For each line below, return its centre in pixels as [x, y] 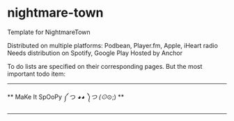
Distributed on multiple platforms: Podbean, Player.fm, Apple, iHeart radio [112, 45]
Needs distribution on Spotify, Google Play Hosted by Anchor [95, 53]
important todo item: [37, 74]
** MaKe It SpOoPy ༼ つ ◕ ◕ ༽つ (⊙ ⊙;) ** [66, 97]
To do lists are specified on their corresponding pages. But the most [105, 66]
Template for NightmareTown [49, 32]
